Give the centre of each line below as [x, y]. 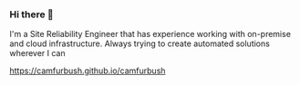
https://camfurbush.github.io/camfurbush [88, 71]
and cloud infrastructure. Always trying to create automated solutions [140, 43]
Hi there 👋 [32, 14]
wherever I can [37, 53]
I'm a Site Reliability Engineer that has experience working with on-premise [150, 34]
